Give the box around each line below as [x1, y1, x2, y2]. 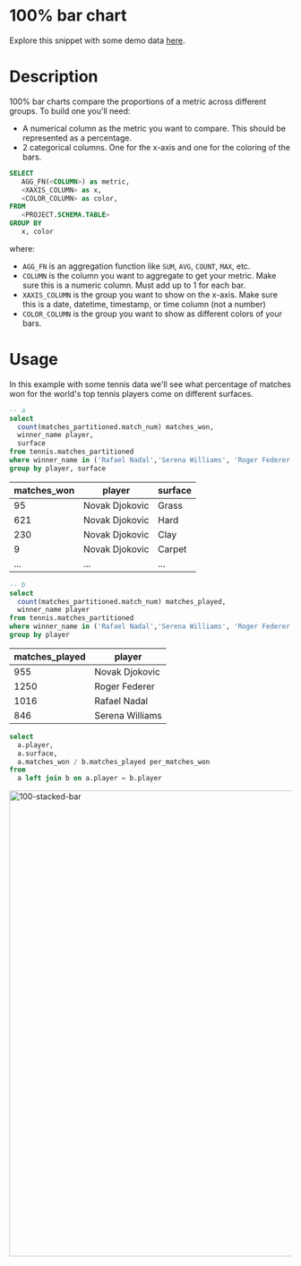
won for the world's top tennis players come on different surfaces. [9, 388, 254, 399]
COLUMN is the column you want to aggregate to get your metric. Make [21, 270, 277, 280]
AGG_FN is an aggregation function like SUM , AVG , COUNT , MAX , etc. [21, 261, 251, 271]
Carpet [158, 543, 187, 555]
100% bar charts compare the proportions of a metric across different [9, 96, 267, 107]
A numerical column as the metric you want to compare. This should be [21, 123, 287, 133]
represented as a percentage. [21, 132, 133, 143]
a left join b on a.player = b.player [17, 774, 163, 783]
